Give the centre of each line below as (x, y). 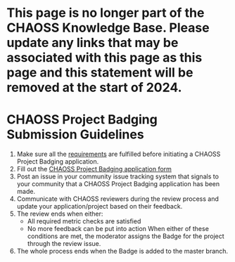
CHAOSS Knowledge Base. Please (108, 28)
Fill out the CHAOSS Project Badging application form (94, 169)
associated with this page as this (104, 58)
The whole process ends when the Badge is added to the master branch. (122, 251)
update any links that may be (93, 43)
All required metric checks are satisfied (84, 221)
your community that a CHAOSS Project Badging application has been (118, 184)
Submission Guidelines (76, 135)
